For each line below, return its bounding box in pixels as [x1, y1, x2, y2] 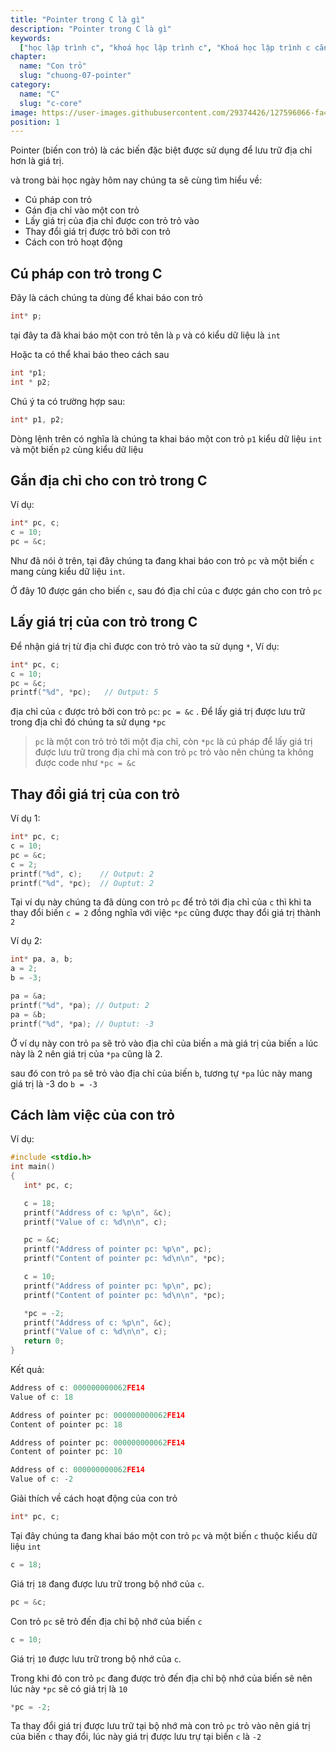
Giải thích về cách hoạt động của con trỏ [10, 1492, 178, 1505]
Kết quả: [10, 1364, 45, 1376]
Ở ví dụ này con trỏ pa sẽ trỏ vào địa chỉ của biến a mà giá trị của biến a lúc [10, 1037, 319, 1049]
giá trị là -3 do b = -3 [10, 1077, 98, 1090]
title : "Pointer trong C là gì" [10, 14, 145, 25]
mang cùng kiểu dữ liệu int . [10, 566, 126, 577]
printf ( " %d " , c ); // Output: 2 [10, 869, 155, 879]
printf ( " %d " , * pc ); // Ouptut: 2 [10, 878, 155, 888]
